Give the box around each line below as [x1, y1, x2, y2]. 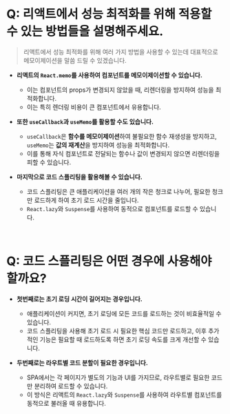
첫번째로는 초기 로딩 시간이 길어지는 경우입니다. [16, 295, 143, 303]
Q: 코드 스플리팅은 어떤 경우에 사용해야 [6, 253, 212, 269]
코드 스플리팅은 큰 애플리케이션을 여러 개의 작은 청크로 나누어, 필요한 [26, 187, 211, 195]
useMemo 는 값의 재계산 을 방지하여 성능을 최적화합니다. [26, 141, 170, 149]
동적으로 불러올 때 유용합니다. [26, 399, 106, 407]
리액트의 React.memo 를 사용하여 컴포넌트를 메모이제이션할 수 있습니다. [16, 70, 202, 79]
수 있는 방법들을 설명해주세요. [6, 23, 164, 39]
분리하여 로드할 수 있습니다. [34, 382, 108, 390]
